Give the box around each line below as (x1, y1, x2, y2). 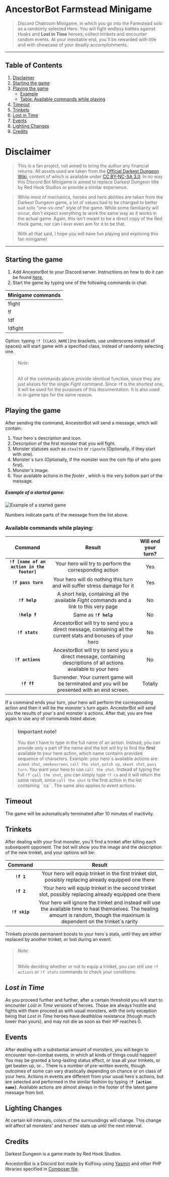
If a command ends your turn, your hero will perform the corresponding (5, 699, 153, 705)
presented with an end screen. (57, 686, 129, 693)
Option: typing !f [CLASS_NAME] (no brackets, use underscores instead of (5, 338, 155, 344)
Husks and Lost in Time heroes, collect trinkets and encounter (17, 31, 147, 37)
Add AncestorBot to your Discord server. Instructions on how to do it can (12, 269, 163, 275)
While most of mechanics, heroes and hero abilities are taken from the (17, 194, 163, 200)
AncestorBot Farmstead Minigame (5, 4, 152, 15)
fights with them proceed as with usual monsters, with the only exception (5, 1007, 157, 1014)
